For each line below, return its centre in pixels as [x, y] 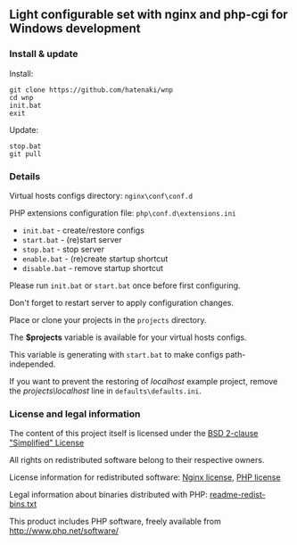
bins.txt [23, 504]
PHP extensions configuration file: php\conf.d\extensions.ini [123, 212]
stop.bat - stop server [63, 249]
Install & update [44, 54]
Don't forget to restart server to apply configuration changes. [122, 302]
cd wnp [21, 97]
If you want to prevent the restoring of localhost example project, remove [144, 381]
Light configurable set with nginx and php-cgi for [148, 15]
